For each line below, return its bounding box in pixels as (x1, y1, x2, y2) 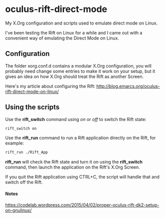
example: (5, 140, 24, 146)
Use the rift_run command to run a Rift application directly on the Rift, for (5, 135, 156, 141)
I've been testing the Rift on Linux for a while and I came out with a (5, 29, 142, 35)
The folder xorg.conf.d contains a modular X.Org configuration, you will (5, 62, 151, 68)
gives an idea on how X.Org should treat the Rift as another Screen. (5, 73, 144, 79)
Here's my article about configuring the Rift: (5, 83, 95, 89)
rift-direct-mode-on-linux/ (5, 88, 59, 94)
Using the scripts (5, 103, 60, 111)
